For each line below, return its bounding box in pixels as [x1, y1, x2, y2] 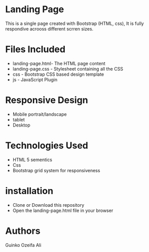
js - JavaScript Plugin [12, 76, 57, 82]
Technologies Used [5, 140, 89, 151]
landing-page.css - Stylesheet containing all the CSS [12, 66, 123, 72]
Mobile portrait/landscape [12, 111, 67, 117]
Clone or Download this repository [12, 202, 85, 208]
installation [5, 185, 54, 197]
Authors [5, 225, 41, 237]
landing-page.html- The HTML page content [12, 60, 105, 67]
